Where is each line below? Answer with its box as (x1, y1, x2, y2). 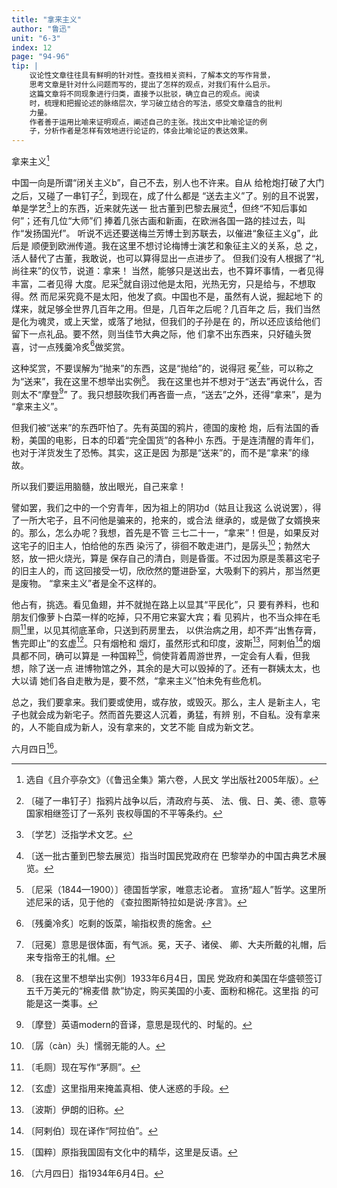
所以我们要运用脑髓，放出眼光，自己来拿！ (11, 481, 187, 493)
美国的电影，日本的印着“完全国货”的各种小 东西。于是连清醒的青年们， (28, 434, 320, 446)
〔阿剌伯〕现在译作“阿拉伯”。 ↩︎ (25, 1124, 159, 1136)
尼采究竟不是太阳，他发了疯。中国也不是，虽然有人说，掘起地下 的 (48, 290, 323, 302)
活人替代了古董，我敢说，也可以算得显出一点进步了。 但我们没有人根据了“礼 (11, 252, 325, 265)
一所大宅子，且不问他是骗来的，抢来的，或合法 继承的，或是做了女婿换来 (19, 514, 321, 526)
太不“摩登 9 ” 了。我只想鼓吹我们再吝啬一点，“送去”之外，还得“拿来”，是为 (19, 386, 323, 400)
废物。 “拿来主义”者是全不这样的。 (19, 577, 163, 590)
